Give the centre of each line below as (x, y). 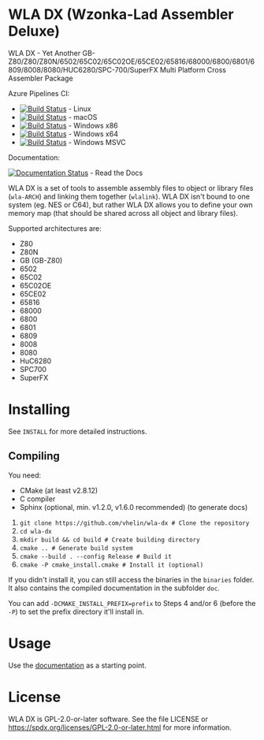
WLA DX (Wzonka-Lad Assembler (121, 15)
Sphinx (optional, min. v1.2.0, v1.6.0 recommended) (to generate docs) (134, 507)
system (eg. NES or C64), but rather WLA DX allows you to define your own (131, 205)
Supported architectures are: (55, 228)
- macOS (83, 117)
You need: (25, 475)
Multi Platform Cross (193, 69)
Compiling (34, 456)
